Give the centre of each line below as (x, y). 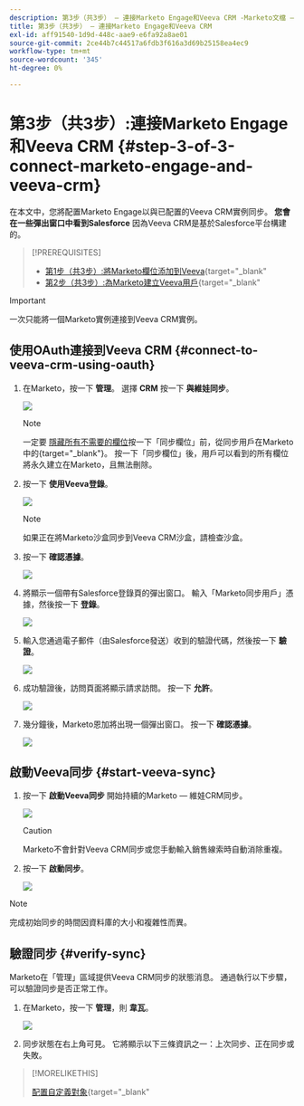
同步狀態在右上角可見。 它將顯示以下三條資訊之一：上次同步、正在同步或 (158, 1044)
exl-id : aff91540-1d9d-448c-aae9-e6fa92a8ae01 (99, 34)
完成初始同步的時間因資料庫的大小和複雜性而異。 (100, 922)
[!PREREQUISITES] (66, 252)
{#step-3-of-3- (176, 147)
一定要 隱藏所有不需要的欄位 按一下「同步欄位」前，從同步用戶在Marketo (158, 442)
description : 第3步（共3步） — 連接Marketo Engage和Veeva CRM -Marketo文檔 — (152, 18)
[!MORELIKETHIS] (65, 1073)
